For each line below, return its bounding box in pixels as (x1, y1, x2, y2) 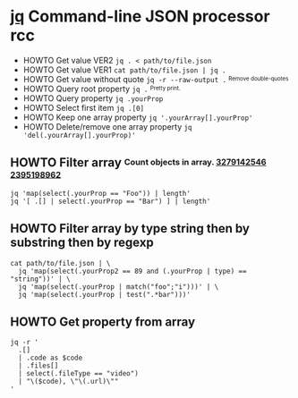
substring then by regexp (10, 235, 155, 250)
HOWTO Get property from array (10, 314, 196, 329)
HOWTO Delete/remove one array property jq (22, 121, 192, 131)
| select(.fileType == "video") (18, 369, 140, 378)
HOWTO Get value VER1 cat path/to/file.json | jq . (22, 64, 226, 75)
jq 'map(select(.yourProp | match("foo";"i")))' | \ (18, 282, 219, 292)
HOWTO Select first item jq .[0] (22, 102, 145, 113)
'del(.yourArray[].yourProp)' (22, 131, 137, 140)
